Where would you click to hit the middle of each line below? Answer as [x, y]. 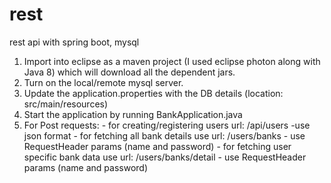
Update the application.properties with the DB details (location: [153, 93]
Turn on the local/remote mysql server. [103, 82]
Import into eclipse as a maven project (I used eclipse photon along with [172, 61]
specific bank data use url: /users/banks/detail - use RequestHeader [165, 157]
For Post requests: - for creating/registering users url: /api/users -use [167, 125]
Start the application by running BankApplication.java [133, 114]
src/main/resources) [66, 104]
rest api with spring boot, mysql [74, 42]
